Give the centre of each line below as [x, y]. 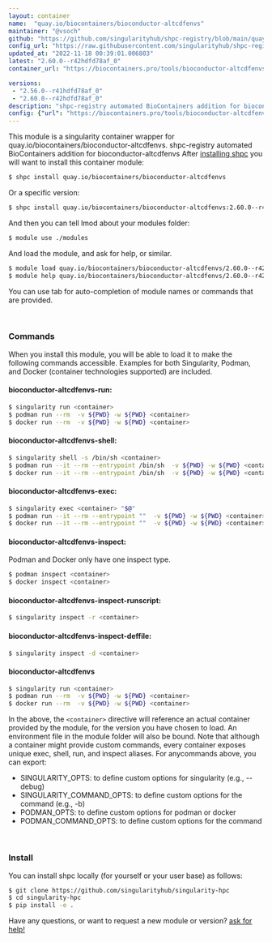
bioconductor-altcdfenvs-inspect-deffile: [80, 636]
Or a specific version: [44, 193]
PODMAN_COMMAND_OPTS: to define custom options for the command [141, 821]
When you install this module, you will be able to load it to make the [121, 354]
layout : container [39, 16]
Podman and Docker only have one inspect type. [90, 559]
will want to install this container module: [76, 162]
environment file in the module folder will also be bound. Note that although [134, 736]
